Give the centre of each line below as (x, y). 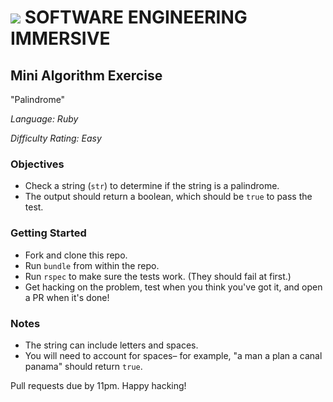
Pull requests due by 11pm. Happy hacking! (98, 385)
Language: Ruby (44, 119)
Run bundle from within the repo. (92, 265)
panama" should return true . (83, 366)
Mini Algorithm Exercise (86, 75)
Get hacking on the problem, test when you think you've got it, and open (173, 287)
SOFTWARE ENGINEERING (136, 17)
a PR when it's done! (67, 297)
